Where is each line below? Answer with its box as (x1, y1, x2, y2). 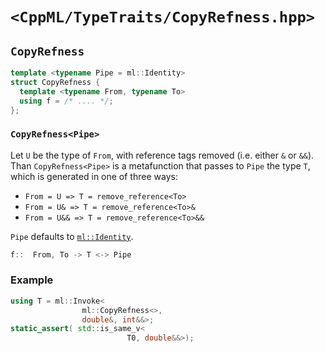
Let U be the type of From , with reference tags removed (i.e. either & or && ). (10, 149, 315, 161)
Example (10, 273, 54, 287)
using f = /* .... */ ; (19, 96, 114, 106)
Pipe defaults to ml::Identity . (10, 230, 134, 242)
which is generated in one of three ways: (10, 170, 178, 182)
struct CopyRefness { (10, 77, 101, 87)
